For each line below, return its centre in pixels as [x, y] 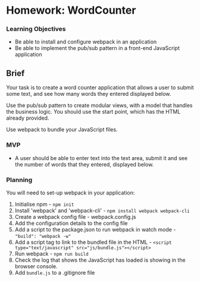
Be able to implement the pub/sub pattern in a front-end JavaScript [97, 48]
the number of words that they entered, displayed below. [84, 164]
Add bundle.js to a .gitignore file [55, 272]
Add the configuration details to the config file [71, 223]
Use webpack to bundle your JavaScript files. [62, 130]
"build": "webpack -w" [43, 236]
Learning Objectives [36, 29]
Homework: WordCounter [71, 10]
